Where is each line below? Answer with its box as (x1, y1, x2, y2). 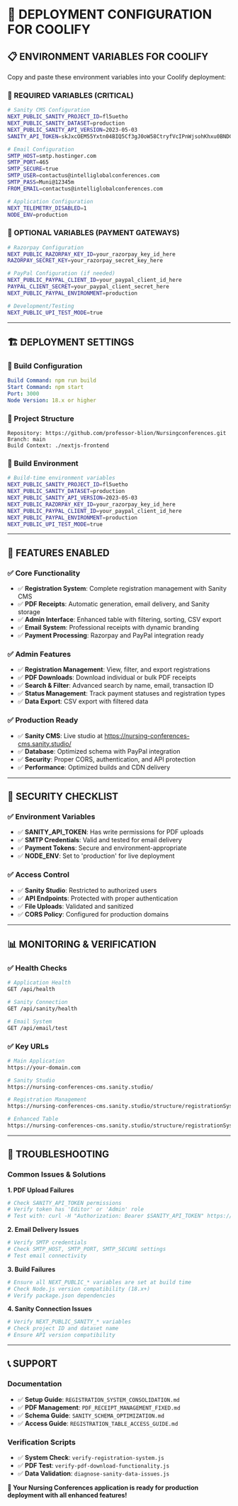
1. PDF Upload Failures (7, 1186, 74, 1194)
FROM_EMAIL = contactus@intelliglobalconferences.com (7, 185, 163, 192)
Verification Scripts (7, 1437, 76, 1447)
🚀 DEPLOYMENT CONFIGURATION (7, 6, 212, 23)
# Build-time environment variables (7, 475, 115, 482)
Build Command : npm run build (7, 377, 97, 385)
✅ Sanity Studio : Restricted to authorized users (17, 885, 157, 895)
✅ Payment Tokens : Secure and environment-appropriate (17, 844, 187, 852)
